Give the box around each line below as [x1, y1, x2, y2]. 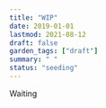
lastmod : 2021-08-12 [9, 30, 87, 39]
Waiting [9, 87, 38, 99]
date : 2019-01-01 [9, 22, 75, 31]
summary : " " [9, 55, 58, 64]
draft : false [9, 38, 58, 48]
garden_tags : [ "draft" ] [9, 47, 99, 56]
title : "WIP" [9, 13, 58, 22]
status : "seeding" [9, 64, 78, 73]
